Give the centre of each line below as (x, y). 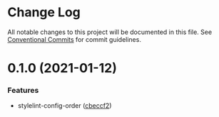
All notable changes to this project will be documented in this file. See (110, 32)
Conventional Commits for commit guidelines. (74, 39)
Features (23, 91)
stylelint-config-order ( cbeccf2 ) (65, 106)
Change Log (44, 12)
